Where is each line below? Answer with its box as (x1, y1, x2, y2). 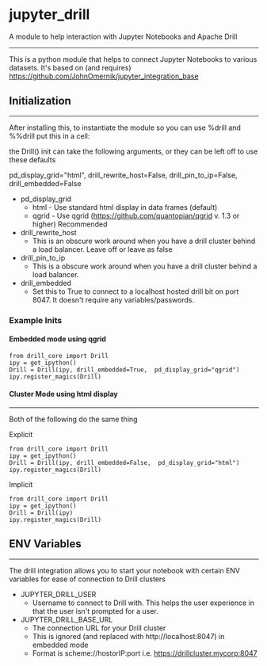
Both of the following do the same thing (9, 414, 138, 424)
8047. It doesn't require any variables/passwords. (32, 295, 195, 304)
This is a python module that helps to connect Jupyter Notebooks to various (9, 54, 257, 64)
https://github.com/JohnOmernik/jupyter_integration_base (9, 71, 199, 81)
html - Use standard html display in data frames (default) (32, 202, 218, 211)
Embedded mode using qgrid (9, 334, 106, 344)
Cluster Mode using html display (9, 390, 118, 399)
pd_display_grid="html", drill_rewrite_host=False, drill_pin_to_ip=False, (9, 170, 238, 180)
